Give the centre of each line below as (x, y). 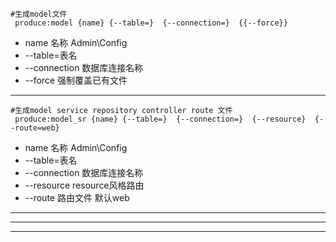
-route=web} (35, 128)
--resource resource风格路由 (84, 185)
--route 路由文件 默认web (77, 197)
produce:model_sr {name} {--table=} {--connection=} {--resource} (160, 119)
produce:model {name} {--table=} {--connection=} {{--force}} (151, 23)
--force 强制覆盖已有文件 (76, 80)
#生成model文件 (39, 14)
